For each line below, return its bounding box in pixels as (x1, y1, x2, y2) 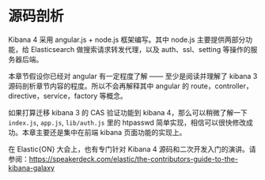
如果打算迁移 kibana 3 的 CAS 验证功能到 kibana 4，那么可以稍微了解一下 (8, 107, 248, 117)
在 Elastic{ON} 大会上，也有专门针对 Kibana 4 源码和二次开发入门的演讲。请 (8, 144, 256, 154)
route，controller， (191, 81, 253, 91)
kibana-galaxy (8, 163, 55, 172)
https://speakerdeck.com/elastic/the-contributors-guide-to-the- (28, 154, 239, 163)
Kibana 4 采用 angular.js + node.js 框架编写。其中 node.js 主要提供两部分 (8, 35, 246, 44)
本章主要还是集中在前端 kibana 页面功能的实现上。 (21, 127, 187, 137)
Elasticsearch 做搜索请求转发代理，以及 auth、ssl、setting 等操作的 (30, 44, 251, 54)
